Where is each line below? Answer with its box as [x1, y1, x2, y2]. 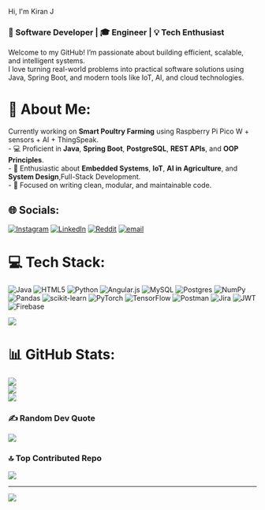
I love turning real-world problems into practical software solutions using [8, 65, 244, 74]
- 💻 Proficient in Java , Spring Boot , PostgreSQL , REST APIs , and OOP [8, 144, 239, 153]
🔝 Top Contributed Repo [8, 453, 103, 464]
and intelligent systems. [8, 56, 85, 66]
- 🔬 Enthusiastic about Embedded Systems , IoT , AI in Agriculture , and [8, 163, 238, 173]
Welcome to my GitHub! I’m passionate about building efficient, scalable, [8, 47, 244, 58]
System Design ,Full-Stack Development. [8, 172, 141, 182]
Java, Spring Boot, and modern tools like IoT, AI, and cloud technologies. [8, 73, 244, 82]
